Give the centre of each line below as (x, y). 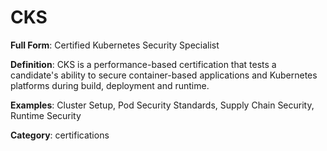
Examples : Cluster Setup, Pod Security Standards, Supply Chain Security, (162, 105)
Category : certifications (60, 135)
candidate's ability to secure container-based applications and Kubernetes (164, 75)
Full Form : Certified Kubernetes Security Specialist (115, 45)
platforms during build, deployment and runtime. (110, 85)
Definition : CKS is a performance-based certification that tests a (143, 64)
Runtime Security (46, 115)
